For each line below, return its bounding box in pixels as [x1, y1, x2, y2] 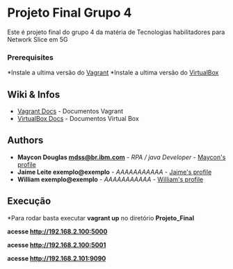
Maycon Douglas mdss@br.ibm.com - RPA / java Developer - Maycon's [17, 153, 226, 161]
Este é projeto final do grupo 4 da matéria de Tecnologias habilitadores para [7, 28, 225, 36]
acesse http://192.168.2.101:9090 [7, 254, 106, 262]
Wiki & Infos [7, 88, 61, 100]
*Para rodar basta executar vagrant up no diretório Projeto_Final [7, 213, 195, 222]
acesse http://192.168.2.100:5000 [7, 227, 108, 236]
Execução [7, 195, 51, 207]
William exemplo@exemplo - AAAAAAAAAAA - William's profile [17, 175, 204, 184]
